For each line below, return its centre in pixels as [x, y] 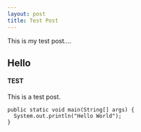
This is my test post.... [40, 40]
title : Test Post [33, 21]
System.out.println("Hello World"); [68, 116]
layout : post [27, 14]
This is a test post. [34, 97]
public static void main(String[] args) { [71, 110]
